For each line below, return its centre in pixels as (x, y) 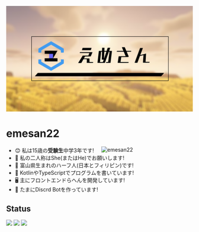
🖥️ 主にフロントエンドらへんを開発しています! (70, 180)
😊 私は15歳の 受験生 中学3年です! (54, 151)
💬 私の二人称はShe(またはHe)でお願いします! (69, 158)
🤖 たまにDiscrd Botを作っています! (57, 190)
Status (19, 209)
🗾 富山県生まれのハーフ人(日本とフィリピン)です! (74, 165)
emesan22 (33, 133)
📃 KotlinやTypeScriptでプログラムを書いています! (74, 173)
